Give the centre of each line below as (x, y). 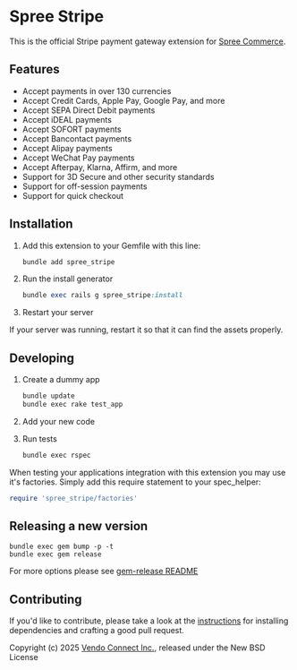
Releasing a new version (79, 526)
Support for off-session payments (85, 186)
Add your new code (59, 421)
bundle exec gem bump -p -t (62, 547)
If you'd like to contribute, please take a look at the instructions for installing (149, 621)
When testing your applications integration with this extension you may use (148, 472)
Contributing (46, 599)
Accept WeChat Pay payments (79, 158)
